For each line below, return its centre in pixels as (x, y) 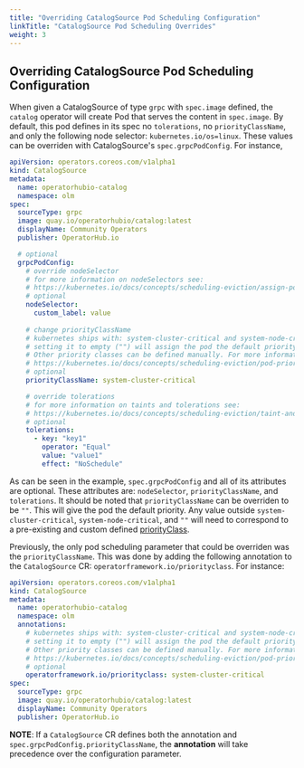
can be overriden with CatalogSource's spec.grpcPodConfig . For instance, (146, 146)
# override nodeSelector (72, 271)
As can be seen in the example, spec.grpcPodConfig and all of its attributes (148, 481)
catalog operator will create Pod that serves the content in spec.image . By (147, 117)
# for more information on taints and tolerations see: (133, 405)
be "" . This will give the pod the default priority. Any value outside (132, 510)
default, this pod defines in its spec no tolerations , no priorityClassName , (148, 127)
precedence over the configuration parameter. (96, 754)
